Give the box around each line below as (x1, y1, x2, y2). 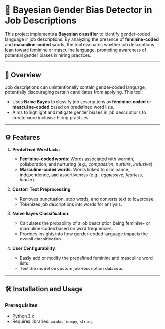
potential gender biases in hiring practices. (5, 52, 92, 58)
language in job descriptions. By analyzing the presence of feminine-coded (5, 36, 159, 42)
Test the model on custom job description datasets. (19, 265, 124, 271)
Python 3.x (12, 313, 34, 319)
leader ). (19, 177, 36, 182)
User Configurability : (12, 245, 56, 251)
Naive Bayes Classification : (12, 210, 70, 216)
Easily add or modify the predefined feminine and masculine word (19, 255, 153, 261)
